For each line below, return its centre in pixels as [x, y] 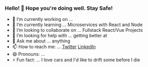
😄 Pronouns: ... [29, 54]
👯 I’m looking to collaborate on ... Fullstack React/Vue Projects [78, 30]
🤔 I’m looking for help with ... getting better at [60, 36]
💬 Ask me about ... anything [41, 41]
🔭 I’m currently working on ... [42, 19]
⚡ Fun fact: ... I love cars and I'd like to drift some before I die [76, 60]
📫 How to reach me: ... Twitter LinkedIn [54, 47]
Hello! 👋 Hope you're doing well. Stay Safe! [59, 8]
